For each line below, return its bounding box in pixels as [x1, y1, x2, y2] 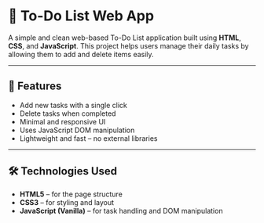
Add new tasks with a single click [19, 100, 128, 110]
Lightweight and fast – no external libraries [19, 133, 158, 143]
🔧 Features [8, 80, 62, 93]
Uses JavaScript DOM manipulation [19, 125, 135, 135]
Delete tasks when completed [19, 109, 116, 118]
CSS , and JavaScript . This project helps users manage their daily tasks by [8, 41, 249, 50]
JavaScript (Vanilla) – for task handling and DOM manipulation [19, 206, 223, 215]
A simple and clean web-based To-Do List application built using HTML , [8, 33, 241, 42]
